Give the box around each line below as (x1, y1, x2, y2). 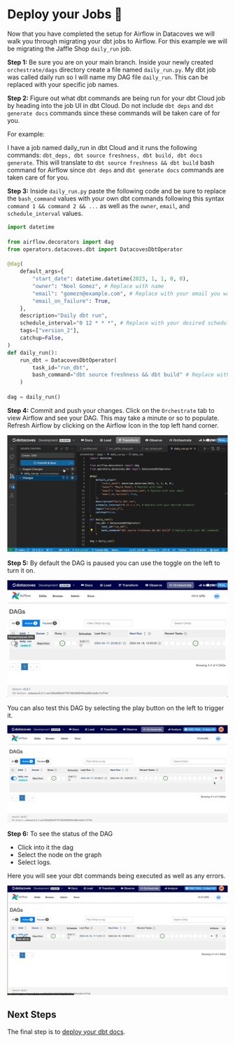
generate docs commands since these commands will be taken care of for (7, 109, 220, 117)
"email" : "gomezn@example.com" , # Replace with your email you (32, 290, 220, 297)
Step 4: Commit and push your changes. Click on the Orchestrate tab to (7, 406, 215, 414)
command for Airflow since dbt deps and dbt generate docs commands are (7, 165, 225, 174)
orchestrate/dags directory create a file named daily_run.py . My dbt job (7, 65, 216, 74)
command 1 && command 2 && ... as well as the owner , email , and (7, 201, 190, 210)
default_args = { (20, 268, 64, 275)
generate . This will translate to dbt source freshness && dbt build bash (7, 158, 215, 167)
